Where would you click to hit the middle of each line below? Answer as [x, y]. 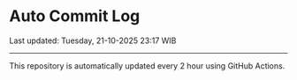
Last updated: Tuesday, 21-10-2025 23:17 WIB [93, 40]
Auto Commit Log [75, 16]
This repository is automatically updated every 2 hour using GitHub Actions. [147, 65]
